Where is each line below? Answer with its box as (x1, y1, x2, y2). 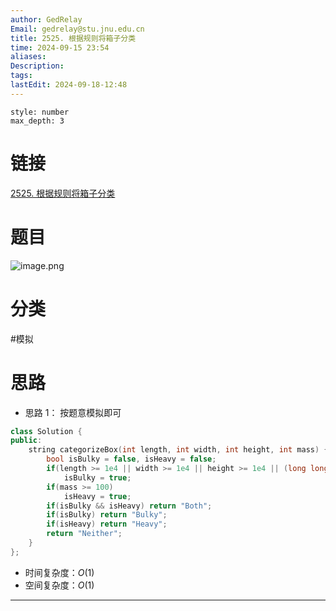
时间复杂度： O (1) (24, 566, 95, 578)
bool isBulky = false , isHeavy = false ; (46, 454, 217, 465)
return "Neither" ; (46, 529, 123, 539)
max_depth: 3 (10, 116, 65, 126)
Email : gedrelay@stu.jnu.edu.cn (10, 24, 145, 34)
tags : (10, 71, 33, 81)
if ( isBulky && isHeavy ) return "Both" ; (46, 501, 213, 511)
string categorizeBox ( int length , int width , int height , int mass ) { (28, 445, 329, 455)
